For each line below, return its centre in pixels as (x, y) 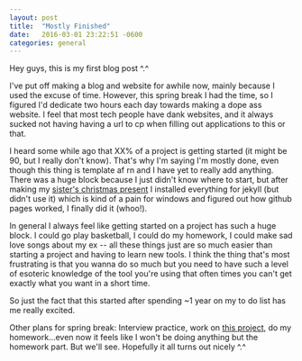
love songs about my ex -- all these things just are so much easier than (141, 245)
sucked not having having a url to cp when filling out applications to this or (147, 124)
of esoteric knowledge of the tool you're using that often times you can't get (151, 274)
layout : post (34, 18)
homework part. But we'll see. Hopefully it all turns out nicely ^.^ (128, 347)
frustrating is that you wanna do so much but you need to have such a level (149, 264)
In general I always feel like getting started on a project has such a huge (143, 226)
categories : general (48, 43)
